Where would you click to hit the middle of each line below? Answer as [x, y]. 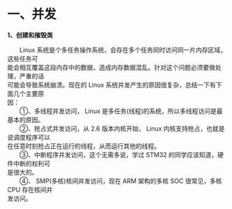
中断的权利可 [31, 163]
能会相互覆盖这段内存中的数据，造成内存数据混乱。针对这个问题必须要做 [111, 67]
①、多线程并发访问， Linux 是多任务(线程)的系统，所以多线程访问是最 [122, 111]
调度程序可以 [31, 137]
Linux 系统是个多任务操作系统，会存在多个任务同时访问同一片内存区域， [123, 50]
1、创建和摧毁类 [30, 35]
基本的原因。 [26, 120]
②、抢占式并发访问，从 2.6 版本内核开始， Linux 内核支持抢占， [113, 128]
